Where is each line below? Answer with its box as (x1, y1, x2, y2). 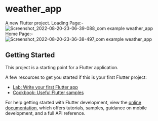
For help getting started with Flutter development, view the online (5, 99, 142, 105)
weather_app (5, 3, 62, 15)
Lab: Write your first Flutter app (12, 84, 78, 90)
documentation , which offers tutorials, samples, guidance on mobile (5, 105, 147, 111)
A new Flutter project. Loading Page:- (5, 20, 84, 26)
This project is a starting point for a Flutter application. (5, 64, 118, 70)
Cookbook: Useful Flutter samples (12, 89, 84, 96)
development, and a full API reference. (5, 110, 86, 116)
